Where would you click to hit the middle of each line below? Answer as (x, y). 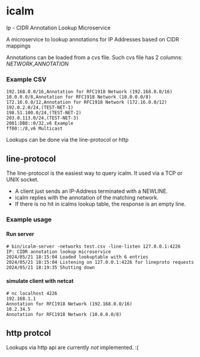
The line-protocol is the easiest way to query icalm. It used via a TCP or (94, 173)
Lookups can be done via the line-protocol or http (67, 140)
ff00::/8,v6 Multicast (34, 129)
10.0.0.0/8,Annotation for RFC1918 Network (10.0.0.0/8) (79, 97)
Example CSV (26, 79)
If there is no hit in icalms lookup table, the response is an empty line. (100, 204)
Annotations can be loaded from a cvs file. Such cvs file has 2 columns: (95, 57)
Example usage (29, 219)
